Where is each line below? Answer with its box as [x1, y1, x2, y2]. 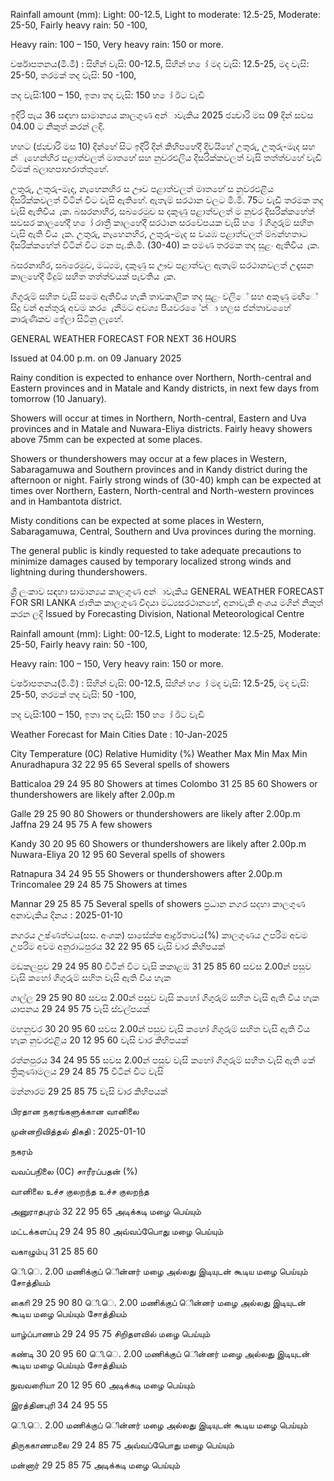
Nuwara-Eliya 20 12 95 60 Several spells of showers [10, 849, 226, 860]
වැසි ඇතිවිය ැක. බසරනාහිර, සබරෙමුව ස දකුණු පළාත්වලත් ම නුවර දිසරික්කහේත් [10, 205, 315, 217]
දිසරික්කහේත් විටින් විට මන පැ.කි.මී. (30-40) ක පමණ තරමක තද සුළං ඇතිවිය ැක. [10, 239, 320, 251]
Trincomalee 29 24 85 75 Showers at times [10, 879, 188, 890]
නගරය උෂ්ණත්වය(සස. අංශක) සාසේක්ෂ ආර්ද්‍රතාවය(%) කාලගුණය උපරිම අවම [10, 929, 308, 941]
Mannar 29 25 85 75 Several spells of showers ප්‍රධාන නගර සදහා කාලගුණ [10, 898, 306, 909]
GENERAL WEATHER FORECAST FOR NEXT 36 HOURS [10, 333, 237, 344]
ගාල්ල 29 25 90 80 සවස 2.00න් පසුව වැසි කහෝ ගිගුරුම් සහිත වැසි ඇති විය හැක [10, 992, 320, 1003]
